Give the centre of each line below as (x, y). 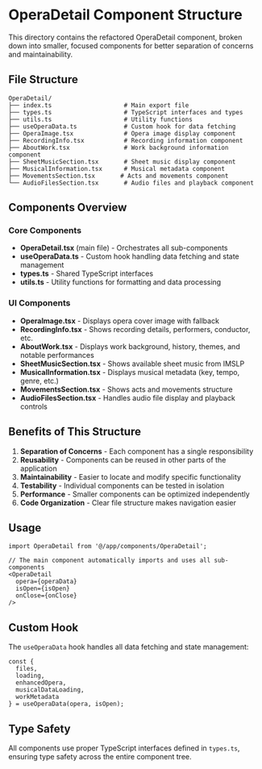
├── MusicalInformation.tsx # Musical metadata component (117, 168)
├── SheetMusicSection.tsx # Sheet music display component (122, 162)
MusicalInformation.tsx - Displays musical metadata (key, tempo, (130, 372)
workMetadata (37, 697)
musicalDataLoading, (50, 690)
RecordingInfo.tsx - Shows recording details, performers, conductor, (135, 329)
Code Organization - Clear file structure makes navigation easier (128, 502)
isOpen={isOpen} (43, 589)
